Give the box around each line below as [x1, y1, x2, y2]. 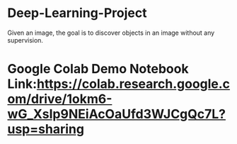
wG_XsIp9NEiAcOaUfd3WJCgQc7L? [7, 106, 226, 122]
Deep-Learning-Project [7, 5, 147, 21]
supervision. [7, 35, 44, 44]
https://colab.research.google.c [36, 76, 231, 92]
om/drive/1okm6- [7, 91, 112, 107]
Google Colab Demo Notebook [7, 61, 189, 77]
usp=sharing [7, 121, 85, 138]
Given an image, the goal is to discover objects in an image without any [7, 28, 215, 37]
